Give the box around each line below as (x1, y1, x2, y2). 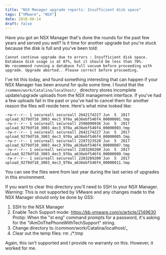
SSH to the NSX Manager (12, 204, 65, 210)
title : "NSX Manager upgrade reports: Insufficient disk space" (5, 7, 141, 12)
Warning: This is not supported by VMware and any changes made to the (5, 189, 155, 195)
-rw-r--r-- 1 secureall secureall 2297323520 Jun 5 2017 (5, 138, 130, 144)
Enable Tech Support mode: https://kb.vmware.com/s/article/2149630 (12, 209, 157, 215)
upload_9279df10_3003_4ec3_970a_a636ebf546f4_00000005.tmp (5, 134, 130, 139)
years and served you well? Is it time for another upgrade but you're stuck (5, 40, 157, 46)
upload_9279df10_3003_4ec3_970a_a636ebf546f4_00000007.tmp (5, 143, 130, 148)
